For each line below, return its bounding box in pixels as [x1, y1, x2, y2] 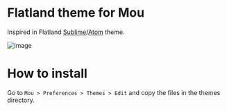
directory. [7, 96, 35, 104]
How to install [7, 66, 88, 81]
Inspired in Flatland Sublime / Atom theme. [7, 28, 125, 36]
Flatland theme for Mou [7, 5, 144, 21]
